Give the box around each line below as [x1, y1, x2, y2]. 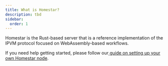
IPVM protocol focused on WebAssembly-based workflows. [5, 40, 129, 46]
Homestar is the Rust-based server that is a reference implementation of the [5, 35, 163, 41]
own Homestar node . [5, 55, 49, 61]
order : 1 [10, 21, 28, 26]
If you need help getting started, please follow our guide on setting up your [5, 50, 160, 56]
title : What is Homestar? [5, 7, 59, 12]
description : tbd [5, 12, 42, 17]
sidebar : [5, 16, 24, 21]
